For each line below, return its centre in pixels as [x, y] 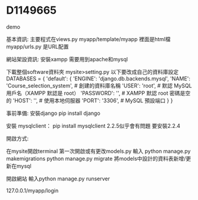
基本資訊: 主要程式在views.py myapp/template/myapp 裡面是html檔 [88, 39]
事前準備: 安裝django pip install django [53, 113]
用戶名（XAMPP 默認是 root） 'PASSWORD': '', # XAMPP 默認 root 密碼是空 [98, 93]
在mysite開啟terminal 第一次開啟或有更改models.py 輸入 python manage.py [98, 151]
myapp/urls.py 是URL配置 [37, 46]
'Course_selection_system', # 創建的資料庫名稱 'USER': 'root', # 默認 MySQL [99, 85]
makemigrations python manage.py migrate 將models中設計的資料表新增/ [96, 158]
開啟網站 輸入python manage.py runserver [58, 179]
